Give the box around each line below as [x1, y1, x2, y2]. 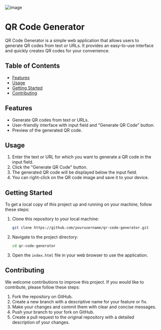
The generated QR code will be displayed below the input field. [12, 169, 138, 175]
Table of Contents [5, 62, 60, 70]
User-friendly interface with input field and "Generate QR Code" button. [12, 122, 155, 128]
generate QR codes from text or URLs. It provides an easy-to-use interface [5, 43, 154, 48]
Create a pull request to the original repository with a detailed [12, 314, 134, 320]
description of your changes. [12, 319, 70, 325]
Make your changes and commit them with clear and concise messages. [12, 304, 157, 310]
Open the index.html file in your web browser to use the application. [12, 252, 148, 258]
